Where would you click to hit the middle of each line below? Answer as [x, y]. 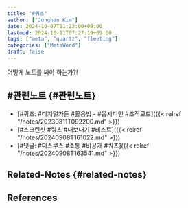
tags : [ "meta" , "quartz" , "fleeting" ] [62, 39]
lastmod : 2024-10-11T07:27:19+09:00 [59, 33]
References [32, 198]
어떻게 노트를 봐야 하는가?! [43, 72]
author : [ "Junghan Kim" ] [43, 20]
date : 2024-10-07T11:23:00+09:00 [55, 26]
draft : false [26, 52]
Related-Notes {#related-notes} [77, 175]
